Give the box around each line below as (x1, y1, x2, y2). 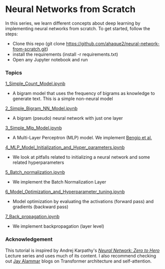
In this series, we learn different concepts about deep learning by (5, 20, 141, 26)
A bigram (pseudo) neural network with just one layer (12, 115, 123, 121)
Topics (5, 69, 23, 76)
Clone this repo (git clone (12, 40, 65, 46)
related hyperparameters (12, 159, 64, 165)
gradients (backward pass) (12, 204, 69, 210)
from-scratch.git (12, 46, 47, 52)
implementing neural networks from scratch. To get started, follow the (5, 25, 150, 31)
